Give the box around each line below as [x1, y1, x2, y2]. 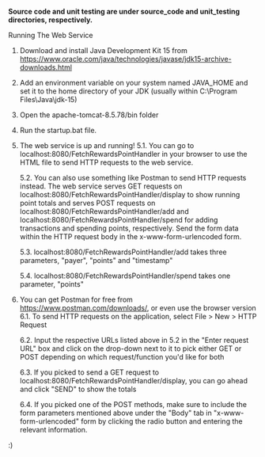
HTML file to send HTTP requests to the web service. [19, 158, 194, 167]
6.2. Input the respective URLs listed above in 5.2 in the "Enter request [19, 336, 249, 345]
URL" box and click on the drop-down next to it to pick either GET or [19, 344, 242, 353]
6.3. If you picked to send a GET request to [19, 368, 160, 377]
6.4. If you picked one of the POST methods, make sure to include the [19, 400, 248, 409]
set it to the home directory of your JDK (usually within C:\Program [19, 86, 237, 96]
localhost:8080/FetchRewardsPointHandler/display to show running [19, 190, 240, 199]
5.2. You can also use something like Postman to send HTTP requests [19, 173, 247, 182]
